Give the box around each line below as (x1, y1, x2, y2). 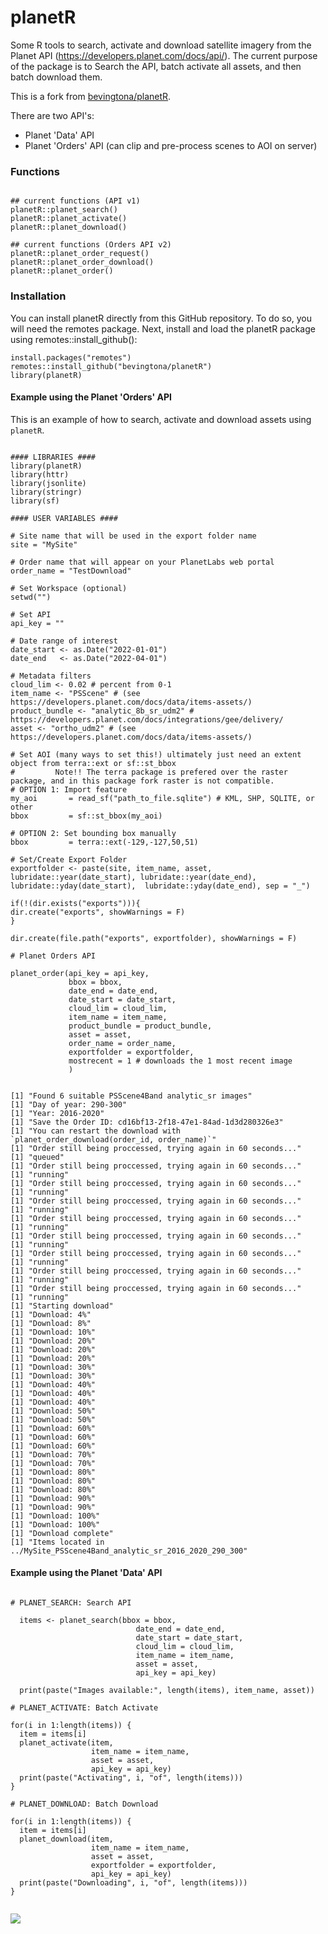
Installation (10, 289, 67, 303)
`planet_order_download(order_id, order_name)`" (10, 1134, 217, 1145)
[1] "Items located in (10, 1537, 105, 1547)
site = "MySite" (10, 539, 78, 550)
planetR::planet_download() (10, 222, 128, 233)
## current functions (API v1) (10, 196, 141, 206)
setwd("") (10, 592, 52, 602)
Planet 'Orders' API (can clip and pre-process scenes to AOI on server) (24, 139, 318, 151)
